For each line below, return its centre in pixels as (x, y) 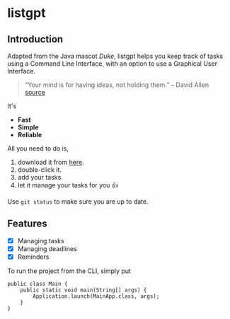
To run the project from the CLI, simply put (69, 271)
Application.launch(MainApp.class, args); (96, 296)
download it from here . (51, 162)
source (35, 92)
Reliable (30, 135)
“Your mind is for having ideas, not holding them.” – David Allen (117, 85)
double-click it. (40, 170)
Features (27, 224)
